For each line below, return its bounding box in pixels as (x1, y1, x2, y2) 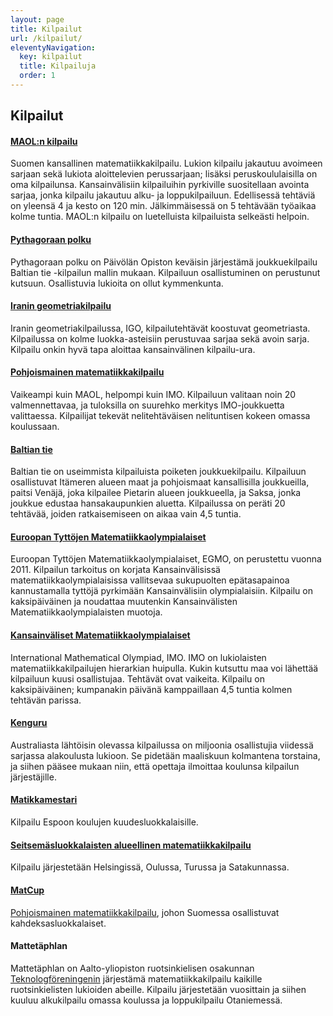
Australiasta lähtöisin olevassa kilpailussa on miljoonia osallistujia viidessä (10, 739, 314, 751)
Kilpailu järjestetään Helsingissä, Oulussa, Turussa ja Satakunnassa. (10, 861, 290, 873)
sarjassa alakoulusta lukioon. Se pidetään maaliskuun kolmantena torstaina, (10, 749, 321, 761)
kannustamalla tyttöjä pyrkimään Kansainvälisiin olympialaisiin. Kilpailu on (10, 585, 314, 597)
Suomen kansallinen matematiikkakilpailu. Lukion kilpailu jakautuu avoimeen (10, 157, 323, 170)
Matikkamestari (10, 794, 78, 806)
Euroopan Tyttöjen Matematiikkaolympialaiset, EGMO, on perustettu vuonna (10, 553, 322, 565)
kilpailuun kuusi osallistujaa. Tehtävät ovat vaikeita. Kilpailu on (10, 672, 265, 685)
